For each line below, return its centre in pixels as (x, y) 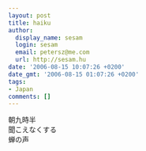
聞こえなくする (32, 130)
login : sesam (37, 45)
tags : (17, 81)
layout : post (30, 15)
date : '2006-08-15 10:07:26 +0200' (67, 67)
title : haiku (30, 23)
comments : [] (30, 96)
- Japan (21, 89)
